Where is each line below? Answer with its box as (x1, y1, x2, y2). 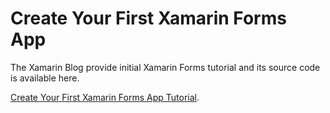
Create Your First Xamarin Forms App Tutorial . (10, 91, 200, 103)
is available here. (10, 72, 80, 84)
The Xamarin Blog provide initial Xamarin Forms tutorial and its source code (10, 61, 321, 73)
